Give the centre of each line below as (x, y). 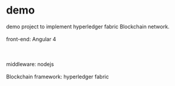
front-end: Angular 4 (31, 39)
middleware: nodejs (30, 64)
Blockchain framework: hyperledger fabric (58, 77)
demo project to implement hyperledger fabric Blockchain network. (88, 27)
